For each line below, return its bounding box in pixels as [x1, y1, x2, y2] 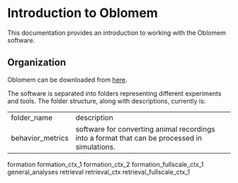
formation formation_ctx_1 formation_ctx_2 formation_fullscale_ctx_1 [7, 160, 204, 168]
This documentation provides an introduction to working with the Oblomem [7, 28, 227, 37]
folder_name [11, 112, 53, 122]
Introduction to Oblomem [7, 5, 158, 21]
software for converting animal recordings [75, 124, 215, 134]
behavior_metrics [11, 133, 69, 143]
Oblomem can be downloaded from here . [7, 75, 127, 84]
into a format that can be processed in [75, 133, 203, 143]
